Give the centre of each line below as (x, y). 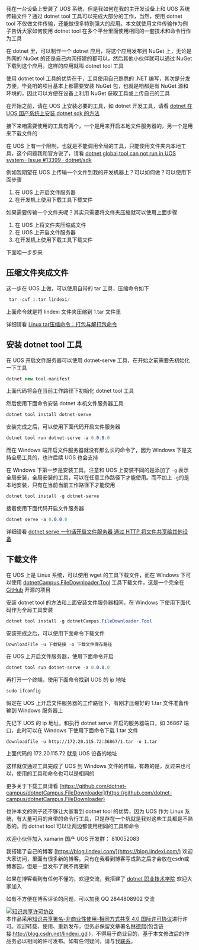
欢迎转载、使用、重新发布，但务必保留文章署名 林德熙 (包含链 (90, 926)
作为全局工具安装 (32, 609)
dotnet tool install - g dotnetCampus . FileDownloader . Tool (79, 621)
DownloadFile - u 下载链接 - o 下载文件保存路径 (59, 644)
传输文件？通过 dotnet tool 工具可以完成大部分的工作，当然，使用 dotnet (94, 16)
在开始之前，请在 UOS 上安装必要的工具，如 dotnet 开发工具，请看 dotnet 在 (99, 106)
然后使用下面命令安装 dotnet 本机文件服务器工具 (65, 403)
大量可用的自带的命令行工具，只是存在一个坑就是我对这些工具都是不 (105, 819)
